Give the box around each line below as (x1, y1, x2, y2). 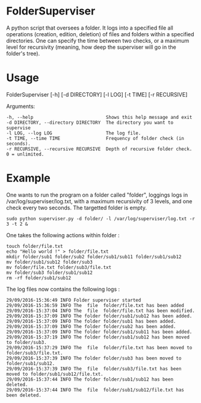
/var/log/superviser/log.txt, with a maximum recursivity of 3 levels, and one (6, 197, 193, 205)
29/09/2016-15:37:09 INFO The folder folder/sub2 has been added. (6, 323, 176, 329)
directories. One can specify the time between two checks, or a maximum (6, 37, 190, 44)
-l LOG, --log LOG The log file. (6, 130, 141, 136)
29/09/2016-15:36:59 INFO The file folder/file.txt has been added (6, 302, 185, 308)
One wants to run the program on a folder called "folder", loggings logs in (6, 191, 188, 198)
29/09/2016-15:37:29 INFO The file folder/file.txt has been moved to (6, 344, 193, 351)
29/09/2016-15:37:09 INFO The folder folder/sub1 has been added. (6, 318, 176, 324)
